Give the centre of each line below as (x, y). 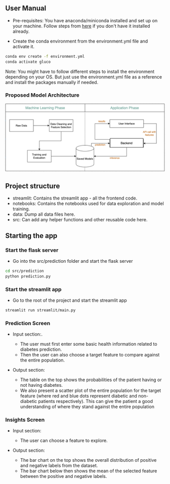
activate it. (23, 46)
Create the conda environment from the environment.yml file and (80, 41)
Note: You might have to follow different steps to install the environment (80, 71)
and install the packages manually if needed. (52, 82)
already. (21, 31)
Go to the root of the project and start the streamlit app (70, 300)
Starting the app (31, 236)
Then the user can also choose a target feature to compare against (90, 355)
